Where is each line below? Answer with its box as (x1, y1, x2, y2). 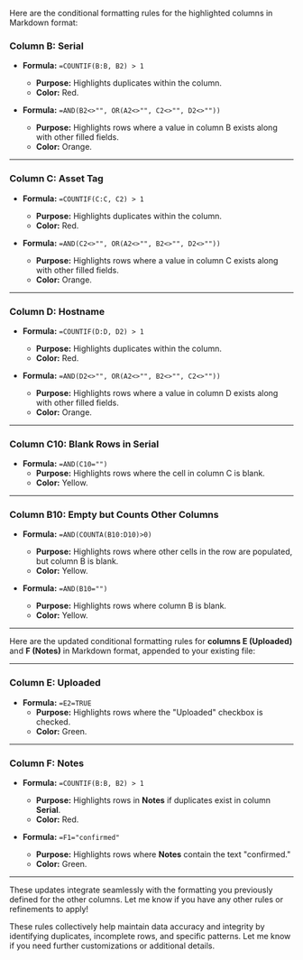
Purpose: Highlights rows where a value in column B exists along (35, 122, 278, 134)
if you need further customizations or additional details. (9, 940, 215, 951)
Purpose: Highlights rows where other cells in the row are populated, (35, 546, 293, 558)
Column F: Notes (9, 757, 84, 770)
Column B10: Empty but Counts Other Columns (9, 509, 219, 522)
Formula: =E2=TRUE (22, 697, 92, 707)
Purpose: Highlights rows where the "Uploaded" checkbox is (35, 706, 263, 717)
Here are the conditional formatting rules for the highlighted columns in (9, 8, 273, 18)
